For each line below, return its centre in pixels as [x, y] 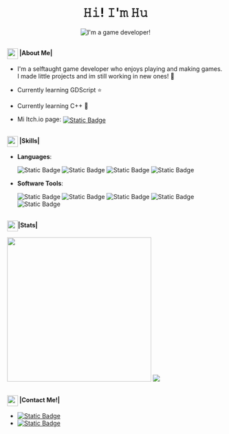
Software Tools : [40, 183]
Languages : [34, 157]
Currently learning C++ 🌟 [53, 106]
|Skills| [30, 141]
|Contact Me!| [40, 400]
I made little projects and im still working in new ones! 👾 [96, 76]
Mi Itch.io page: [39, 119]
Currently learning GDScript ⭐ [59, 90]
